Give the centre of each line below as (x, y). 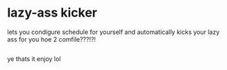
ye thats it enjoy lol (34, 59)
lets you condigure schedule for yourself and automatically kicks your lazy (113, 32)
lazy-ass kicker (52, 13)
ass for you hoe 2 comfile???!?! (51, 39)
